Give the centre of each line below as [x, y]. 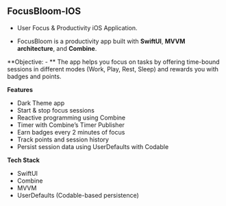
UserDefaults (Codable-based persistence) [78, 195]
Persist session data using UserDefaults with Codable [93, 146]
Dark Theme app [41, 103]
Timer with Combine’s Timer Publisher [71, 125]
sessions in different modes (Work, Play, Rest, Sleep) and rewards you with [113, 69]
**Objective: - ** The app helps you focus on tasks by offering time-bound [114, 62]
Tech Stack [23, 160]
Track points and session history [63, 139]
